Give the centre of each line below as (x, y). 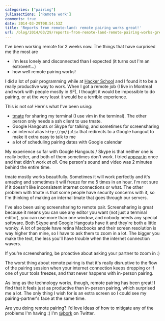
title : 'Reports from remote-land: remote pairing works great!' (73, 28)
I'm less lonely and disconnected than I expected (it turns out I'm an (81, 61)
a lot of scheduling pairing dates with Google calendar (67, 142)
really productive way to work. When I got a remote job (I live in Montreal (79, 86)
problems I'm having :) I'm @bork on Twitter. (50, 313)
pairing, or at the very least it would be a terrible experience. (66, 97)
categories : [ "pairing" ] (30, 10)
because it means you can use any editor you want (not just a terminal (76, 212)
